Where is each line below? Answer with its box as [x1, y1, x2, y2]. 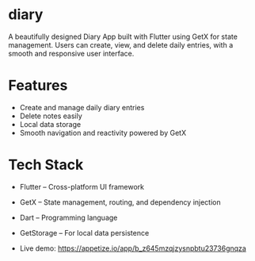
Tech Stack [8, 156, 84, 174]
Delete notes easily [19, 111, 83, 121]
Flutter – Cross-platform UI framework [19, 182, 145, 191]
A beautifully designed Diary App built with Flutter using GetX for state [8, 32, 238, 41]
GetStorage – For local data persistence [19, 228, 150, 237]
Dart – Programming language [19, 213, 118, 222]
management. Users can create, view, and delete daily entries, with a [8, 40, 234, 49]
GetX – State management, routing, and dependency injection [19, 197, 221, 207]
